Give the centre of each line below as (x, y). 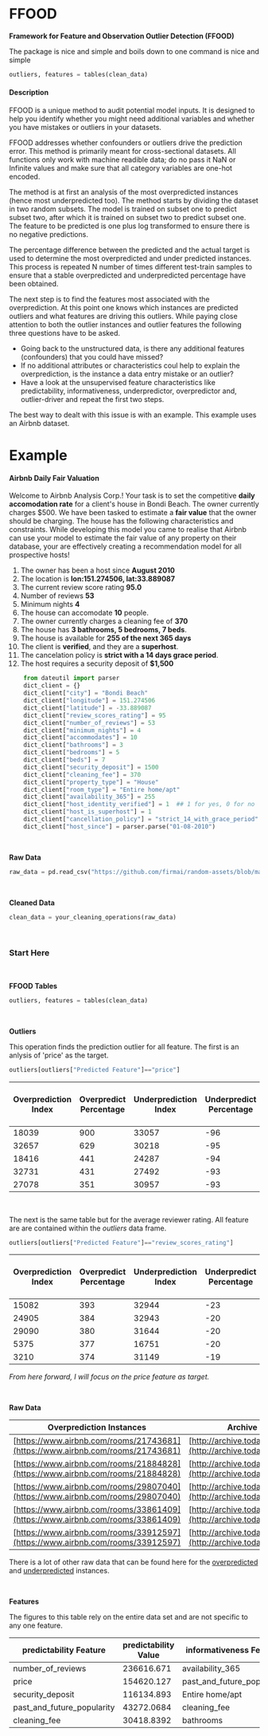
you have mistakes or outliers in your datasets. (85, 128)
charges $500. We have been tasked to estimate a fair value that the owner (133, 513)
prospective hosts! (39, 555)
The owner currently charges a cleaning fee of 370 (104, 621)
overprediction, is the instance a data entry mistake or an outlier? (127, 374)
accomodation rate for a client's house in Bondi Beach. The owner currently (134, 504)
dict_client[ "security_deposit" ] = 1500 (91, 767)
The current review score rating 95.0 (81, 588)
